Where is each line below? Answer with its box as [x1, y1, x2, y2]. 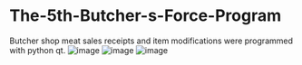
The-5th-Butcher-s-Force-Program [9, 5, 282, 26]
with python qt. [9, 44, 66, 55]
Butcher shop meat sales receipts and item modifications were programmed [9, 35, 293, 46]
